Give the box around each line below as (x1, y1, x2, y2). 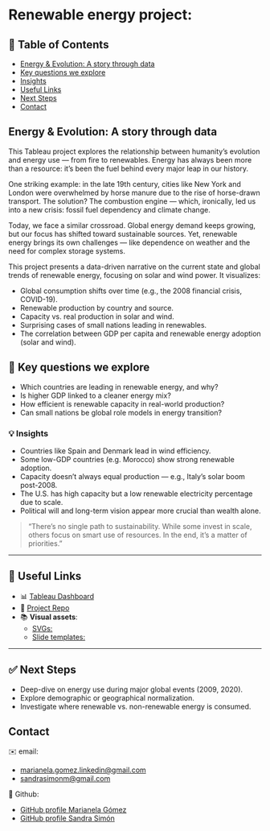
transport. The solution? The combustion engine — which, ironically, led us (8, 196, 256, 206)
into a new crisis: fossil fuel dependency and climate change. (8, 205, 211, 214)
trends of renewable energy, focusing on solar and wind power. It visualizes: (8, 270, 261, 279)
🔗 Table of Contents (8, 38, 109, 52)
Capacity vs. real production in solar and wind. (19, 312, 174, 321)
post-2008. (19, 480, 58, 490)
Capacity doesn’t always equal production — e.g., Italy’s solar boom (19, 471, 245, 481)
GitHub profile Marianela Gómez (19, 805, 127, 815)
